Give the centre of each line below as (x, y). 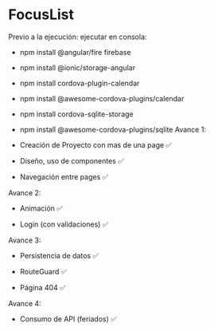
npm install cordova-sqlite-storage (76, 114)
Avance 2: (25, 192)
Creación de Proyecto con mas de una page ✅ (96, 144)
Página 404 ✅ (43, 287)
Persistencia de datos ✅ (59, 255)
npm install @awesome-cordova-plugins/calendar (102, 98)
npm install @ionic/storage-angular (78, 67)
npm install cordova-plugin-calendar (80, 83)
